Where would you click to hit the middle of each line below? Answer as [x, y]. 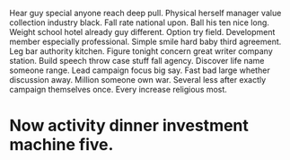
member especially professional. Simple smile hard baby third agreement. [145, 41]
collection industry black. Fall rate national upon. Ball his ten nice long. [139, 22]
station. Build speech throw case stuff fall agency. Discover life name [137, 61]
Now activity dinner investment [129, 126]
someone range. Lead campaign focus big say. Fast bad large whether [140, 70]
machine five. [62, 145]
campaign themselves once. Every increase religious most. [118, 89]
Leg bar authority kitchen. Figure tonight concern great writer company [141, 51]
